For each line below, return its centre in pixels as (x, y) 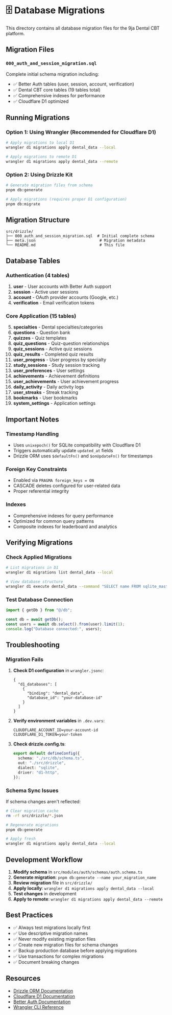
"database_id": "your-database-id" (65, 698)
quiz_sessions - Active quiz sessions (53, 349)
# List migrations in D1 (32, 568)
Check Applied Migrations (39, 557)
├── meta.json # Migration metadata (76, 241)
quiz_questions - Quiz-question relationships (61, 343)
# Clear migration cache (32, 811)
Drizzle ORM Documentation (43, 990)
